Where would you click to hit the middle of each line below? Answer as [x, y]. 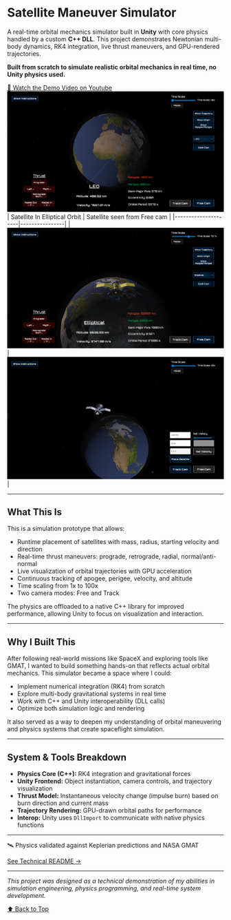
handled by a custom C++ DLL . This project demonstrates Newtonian [105, 39]
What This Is [34, 512]
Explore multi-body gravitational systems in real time [91, 694]
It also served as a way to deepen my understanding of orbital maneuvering [114, 722]
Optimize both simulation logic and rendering [81, 709]
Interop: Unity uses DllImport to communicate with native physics [111, 817]
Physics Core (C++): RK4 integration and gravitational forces [104, 773]
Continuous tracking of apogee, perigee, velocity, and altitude [105, 578]
